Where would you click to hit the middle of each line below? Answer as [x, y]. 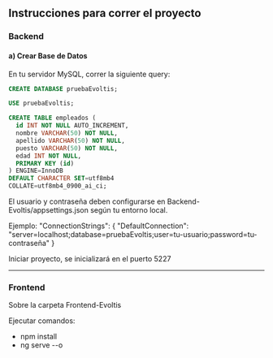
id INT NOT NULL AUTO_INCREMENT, [72, 126]
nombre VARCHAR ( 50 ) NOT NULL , [67, 133]
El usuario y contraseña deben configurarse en [87, 201]
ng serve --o [41, 345]
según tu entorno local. [129, 210]
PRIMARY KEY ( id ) [45, 163]
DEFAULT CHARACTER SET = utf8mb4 [61, 179]
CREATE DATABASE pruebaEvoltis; [63, 88]
